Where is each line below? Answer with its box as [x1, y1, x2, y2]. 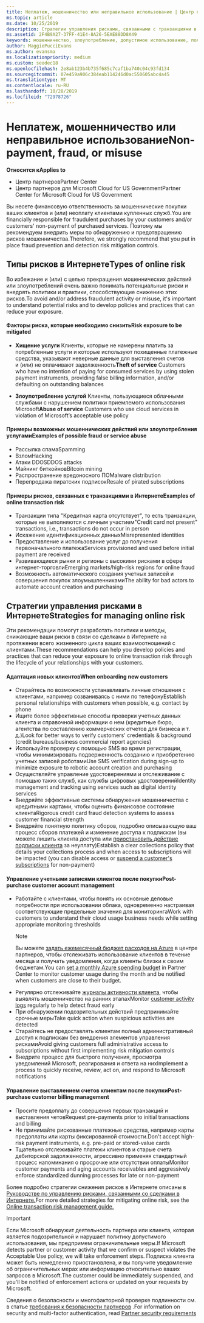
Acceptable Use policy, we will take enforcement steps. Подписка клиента [6, 1252, 194, 1260]
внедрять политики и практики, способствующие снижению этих [6, 288, 177, 295]
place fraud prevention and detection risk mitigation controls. [6, 241, 159, 249]
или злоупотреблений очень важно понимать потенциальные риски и [6, 281, 188, 289]
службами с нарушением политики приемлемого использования [15, 398, 185, 406]
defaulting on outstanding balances [15, 380, 104, 387]
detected [15, 1021, 38, 1028]
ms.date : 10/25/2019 [6, 20, 59, 26]
